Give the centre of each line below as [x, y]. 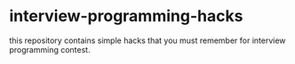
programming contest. [50, 49]
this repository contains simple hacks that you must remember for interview [147, 40]
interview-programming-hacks [126, 16]
